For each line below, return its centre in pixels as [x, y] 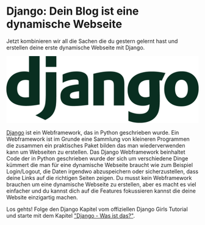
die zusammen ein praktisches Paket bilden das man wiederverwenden [96, 146]
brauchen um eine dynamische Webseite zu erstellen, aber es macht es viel [101, 185]
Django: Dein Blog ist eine [73, 11]
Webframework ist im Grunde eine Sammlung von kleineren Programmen [98, 139]
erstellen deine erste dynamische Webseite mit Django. [76, 48]
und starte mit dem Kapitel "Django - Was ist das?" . [71, 216]
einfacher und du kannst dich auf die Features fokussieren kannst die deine [101, 191]
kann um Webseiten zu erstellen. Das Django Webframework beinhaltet [96, 152]
